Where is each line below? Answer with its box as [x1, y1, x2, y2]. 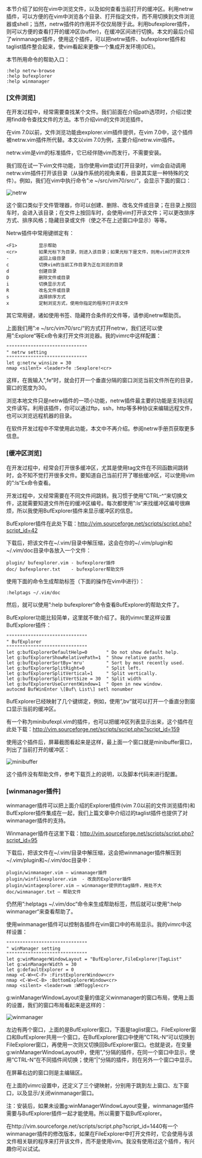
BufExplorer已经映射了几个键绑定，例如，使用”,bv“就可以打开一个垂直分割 [6, 697, 190, 705]
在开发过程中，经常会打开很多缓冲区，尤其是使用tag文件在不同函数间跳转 [6, 464, 189, 471]
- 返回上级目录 [6, 255, 66, 261]
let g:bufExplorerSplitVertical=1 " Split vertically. [6, 670, 158, 676]
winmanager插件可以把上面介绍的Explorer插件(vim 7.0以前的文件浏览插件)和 [6, 802, 195, 809]
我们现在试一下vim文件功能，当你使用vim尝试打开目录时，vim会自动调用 [6, 162, 186, 169]
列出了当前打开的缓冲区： [6, 746, 70, 753]
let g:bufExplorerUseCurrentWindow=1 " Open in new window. [6, 681, 163, 687]
